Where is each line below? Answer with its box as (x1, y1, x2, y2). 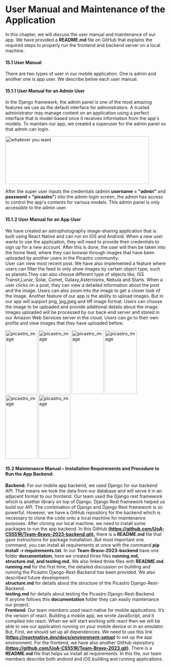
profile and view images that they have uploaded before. (5, 320, 124, 326)
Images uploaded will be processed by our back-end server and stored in (5, 309, 160, 315)
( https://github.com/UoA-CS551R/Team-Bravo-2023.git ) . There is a (5, 645, 152, 651)
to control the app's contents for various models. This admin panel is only (5, 199, 160, 205)
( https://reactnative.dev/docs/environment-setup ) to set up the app (5, 634, 153, 640)
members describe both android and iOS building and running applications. (5, 656, 163, 662)
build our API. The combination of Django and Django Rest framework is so (5, 504, 163, 510)
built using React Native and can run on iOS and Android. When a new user (5, 233, 163, 239)
